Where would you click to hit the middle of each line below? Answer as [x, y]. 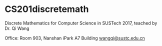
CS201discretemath [47, 9]
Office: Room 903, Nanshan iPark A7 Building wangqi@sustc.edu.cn [75, 38]
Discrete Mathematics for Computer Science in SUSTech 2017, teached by [81, 23]
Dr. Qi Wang [17, 28]
